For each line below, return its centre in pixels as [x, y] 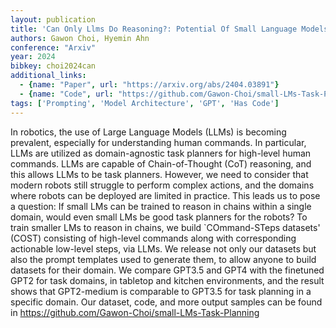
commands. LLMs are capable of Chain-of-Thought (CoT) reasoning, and [161, 163]
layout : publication [53, 19]
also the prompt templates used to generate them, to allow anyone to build [163, 259]
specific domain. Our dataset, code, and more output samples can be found [166, 302]
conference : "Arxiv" [53, 47]
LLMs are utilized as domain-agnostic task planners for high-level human [161, 153]
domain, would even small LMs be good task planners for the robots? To [159, 217]
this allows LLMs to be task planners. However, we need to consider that [159, 174]
